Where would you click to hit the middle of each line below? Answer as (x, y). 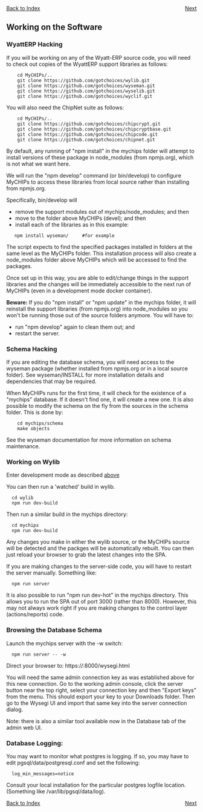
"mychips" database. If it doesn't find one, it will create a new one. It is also (100, 399)
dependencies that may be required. (51, 381)
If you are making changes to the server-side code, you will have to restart (99, 567)
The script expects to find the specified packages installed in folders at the (99, 246)
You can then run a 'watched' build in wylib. (61, 487)
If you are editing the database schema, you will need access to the (90, 362)
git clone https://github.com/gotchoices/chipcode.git (88, 134)
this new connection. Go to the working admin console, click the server (95, 683)
